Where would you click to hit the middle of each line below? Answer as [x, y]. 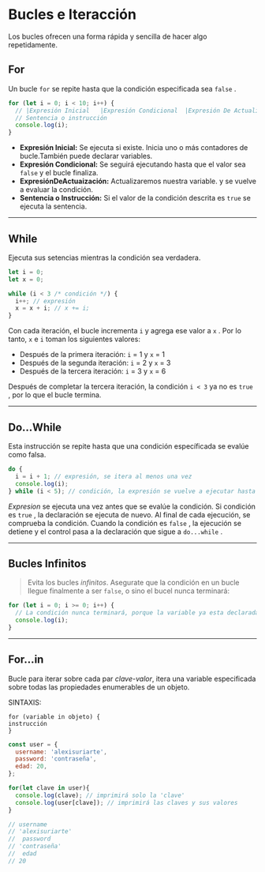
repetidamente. [33, 44]
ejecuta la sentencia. [53, 206]
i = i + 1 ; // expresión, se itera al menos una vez [104, 476]
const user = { [33, 744]
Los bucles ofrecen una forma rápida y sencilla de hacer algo [108, 36]
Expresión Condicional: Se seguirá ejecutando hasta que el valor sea [132, 164]
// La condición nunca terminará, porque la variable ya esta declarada [137, 613]
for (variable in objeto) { [54, 716]
